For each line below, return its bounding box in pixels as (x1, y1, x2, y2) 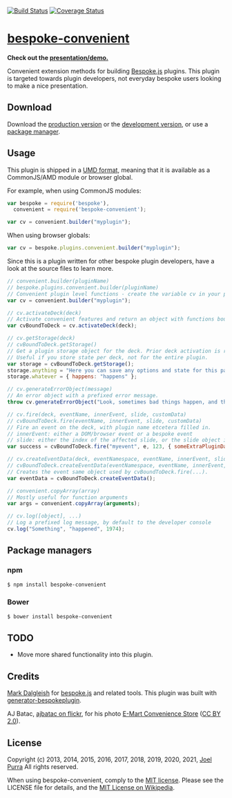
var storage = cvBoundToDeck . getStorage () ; (7, 360, 135, 368)
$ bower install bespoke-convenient (7, 613, 113, 620)
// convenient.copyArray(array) (7, 487, 100, 494)
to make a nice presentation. (7, 82, 88, 90)
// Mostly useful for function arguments (7, 494, 128, 501)
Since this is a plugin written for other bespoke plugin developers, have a (7, 257, 215, 265)
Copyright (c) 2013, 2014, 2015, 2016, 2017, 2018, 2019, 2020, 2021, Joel (7, 755, 212, 763)
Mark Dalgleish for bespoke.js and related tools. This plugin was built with (7, 689, 217, 697)
